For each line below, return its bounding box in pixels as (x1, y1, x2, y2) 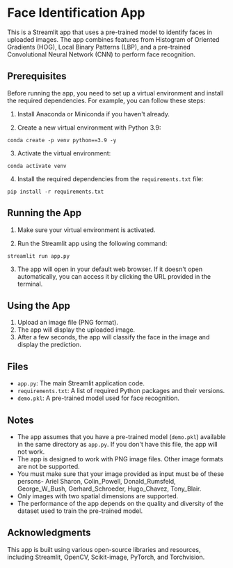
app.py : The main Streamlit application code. (17, 379, 145, 387)
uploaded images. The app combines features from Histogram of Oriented (7, 35, 220, 43)
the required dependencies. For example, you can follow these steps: (7, 96, 206, 105)
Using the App (7, 300, 71, 312)
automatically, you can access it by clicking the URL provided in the (17, 272, 211, 280)
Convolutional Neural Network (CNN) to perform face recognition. (7, 50, 196, 59)
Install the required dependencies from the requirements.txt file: (17, 174, 204, 183)
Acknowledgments (7, 527, 92, 539)
